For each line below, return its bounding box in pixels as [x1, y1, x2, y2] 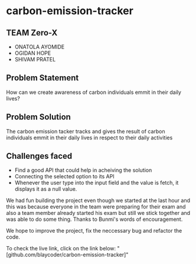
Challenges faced [6, 151, 73, 161]
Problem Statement [6, 73, 79, 83]
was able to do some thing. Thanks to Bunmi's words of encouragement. [6, 216, 183, 223]
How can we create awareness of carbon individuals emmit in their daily [6, 89, 182, 96]
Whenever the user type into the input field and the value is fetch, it [14, 179, 179, 187]
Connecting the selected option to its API [14, 173, 115, 180]
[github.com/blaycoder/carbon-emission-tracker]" [6, 251, 129, 258]
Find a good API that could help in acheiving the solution [14, 167, 152, 174]
